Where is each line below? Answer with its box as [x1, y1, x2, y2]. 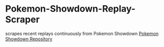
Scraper [5, 14, 40, 25]
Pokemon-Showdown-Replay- [5, 3, 136, 15]
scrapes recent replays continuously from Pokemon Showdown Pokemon [5, 30, 159, 36]
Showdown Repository [5, 36, 52, 42]
